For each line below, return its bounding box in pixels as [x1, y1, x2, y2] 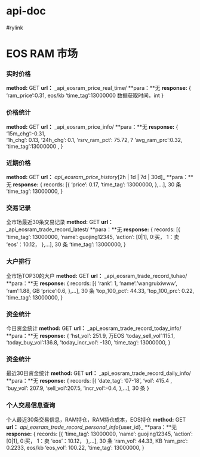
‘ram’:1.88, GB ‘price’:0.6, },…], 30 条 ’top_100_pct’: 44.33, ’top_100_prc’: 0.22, [6, 287, 195, 294]
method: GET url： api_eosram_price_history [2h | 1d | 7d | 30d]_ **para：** [6, 174, 194, 181]
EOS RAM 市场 [6, 47, 78, 60]
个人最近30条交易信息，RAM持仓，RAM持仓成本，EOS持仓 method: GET [6, 416, 186, 423]
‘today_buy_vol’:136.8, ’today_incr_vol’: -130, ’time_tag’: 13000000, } [6, 338, 171, 346]
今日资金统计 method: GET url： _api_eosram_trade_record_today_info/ [6, 325, 181, 332]
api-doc [6, 4, 46, 18]
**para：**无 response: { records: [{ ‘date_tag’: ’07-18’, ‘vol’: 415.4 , [6, 377, 172, 385]
